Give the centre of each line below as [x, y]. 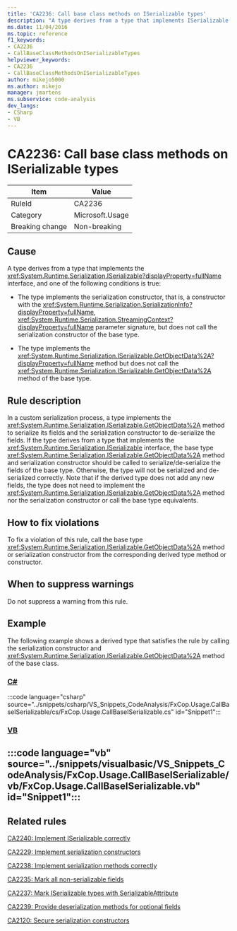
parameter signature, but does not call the [156, 327]
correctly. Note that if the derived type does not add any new [126, 478]
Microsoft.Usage [101, 215]
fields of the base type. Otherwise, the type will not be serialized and [108, 470]
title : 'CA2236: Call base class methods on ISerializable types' [107, 14]
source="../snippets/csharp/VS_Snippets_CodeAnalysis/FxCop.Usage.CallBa [119, 704]
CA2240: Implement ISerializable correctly [69, 838]
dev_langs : [23, 106]
